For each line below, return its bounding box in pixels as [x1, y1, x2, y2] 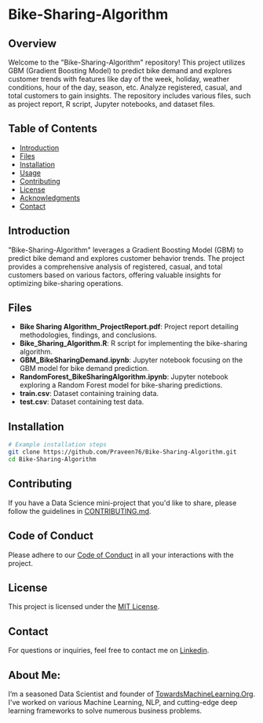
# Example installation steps [8, 441, 108, 449]
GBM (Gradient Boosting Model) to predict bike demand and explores [8, 66, 232, 75]
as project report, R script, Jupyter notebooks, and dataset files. [8, 100, 216, 108]
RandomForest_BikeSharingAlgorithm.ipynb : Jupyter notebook [19, 372, 229, 382]
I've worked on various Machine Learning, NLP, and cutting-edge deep [8, 697, 238, 706]
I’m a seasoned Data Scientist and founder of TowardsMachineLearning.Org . [8, 689, 256, 699]
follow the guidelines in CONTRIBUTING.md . [8, 506, 152, 516]
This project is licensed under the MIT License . [8, 602, 160, 611]
